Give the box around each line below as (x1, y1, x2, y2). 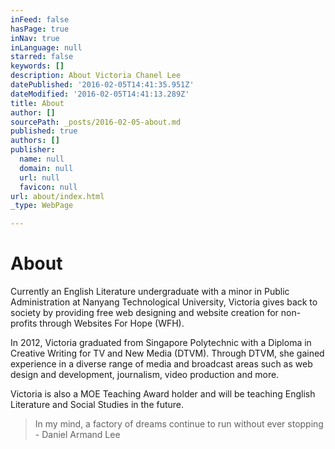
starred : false (10, 52, 74, 62)
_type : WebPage (10, 201, 74, 211)
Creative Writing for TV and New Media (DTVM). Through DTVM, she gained (10, 347, 325, 360)
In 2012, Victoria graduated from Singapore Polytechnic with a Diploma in (10, 337, 312, 349)
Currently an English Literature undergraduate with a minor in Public (10, 286, 290, 298)
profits (10, 317, 38, 330)
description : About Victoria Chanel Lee (10, 71, 182, 81)
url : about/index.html (10, 191, 105, 201)
